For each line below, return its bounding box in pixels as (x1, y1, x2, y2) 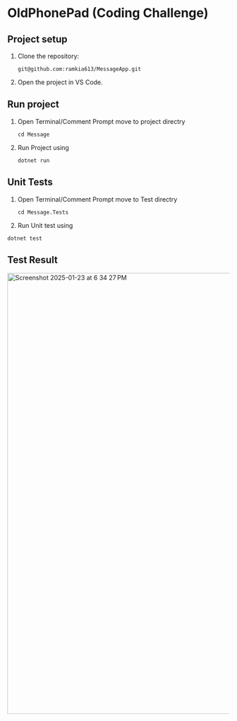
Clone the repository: (17, 52, 80, 60)
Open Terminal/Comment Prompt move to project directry (17, 117, 186, 125)
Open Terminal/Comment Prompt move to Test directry (17, 195, 178, 203)
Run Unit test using (17, 221, 73, 229)
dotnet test (7, 235, 42, 242)
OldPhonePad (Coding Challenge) (7, 5, 209, 21)
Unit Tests (7, 176, 53, 188)
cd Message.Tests (17, 209, 69, 216)
